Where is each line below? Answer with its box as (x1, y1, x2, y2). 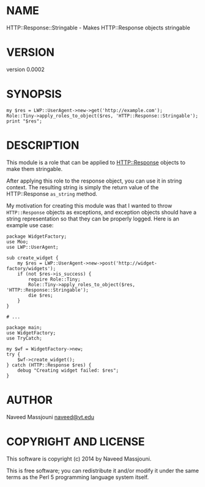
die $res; (28, 292, 53, 298)
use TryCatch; (6, 335, 43, 341)
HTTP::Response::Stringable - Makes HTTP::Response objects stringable (6, 24, 191, 31)
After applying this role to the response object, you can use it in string (6, 177, 182, 184)
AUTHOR (6, 393, 53, 407)
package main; (6, 324, 43, 331)
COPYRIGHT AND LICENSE (6, 434, 145, 448)
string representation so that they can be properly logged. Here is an (6, 215, 179, 222)
